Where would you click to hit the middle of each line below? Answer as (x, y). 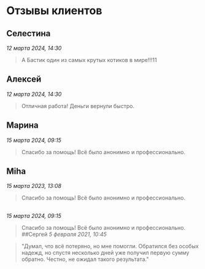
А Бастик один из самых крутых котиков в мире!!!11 (89, 60)
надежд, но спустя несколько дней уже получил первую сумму (105, 252)
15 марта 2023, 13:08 (34, 186)
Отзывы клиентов (54, 11)
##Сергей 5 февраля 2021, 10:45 (64, 234)
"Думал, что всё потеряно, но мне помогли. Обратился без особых (110, 246)
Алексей (24, 80)
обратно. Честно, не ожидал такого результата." (85, 259)
